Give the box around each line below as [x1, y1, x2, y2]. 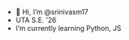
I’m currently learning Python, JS [15, 24, 122, 32]
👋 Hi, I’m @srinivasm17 [15, 8, 88, 16]
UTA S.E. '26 [15, 15, 57, 25]
